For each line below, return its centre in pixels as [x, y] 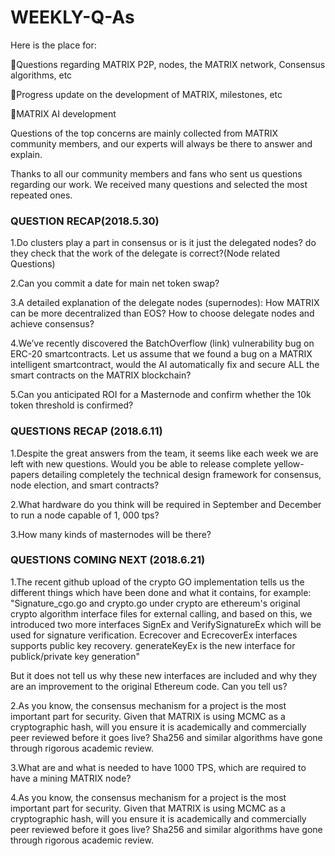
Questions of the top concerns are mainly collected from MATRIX [144, 133]
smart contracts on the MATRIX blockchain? [101, 375]
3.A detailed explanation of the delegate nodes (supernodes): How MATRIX [165, 303]
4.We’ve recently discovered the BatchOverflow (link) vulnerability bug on [162, 343]
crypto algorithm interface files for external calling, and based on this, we [161, 613]
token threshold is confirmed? [72, 405]
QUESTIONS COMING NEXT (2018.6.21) [108, 560]
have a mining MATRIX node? [71, 778]
